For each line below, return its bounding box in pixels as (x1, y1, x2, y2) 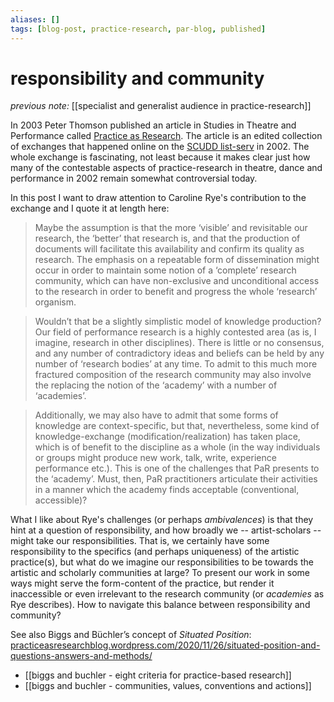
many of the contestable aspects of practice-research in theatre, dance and (10, 162, 323, 174)
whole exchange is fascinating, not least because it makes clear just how (10, 151, 311, 163)
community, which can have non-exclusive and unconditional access (34, 275, 320, 287)
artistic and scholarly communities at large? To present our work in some (10, 567, 310, 579)
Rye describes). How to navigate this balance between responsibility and (10, 599, 311, 611)
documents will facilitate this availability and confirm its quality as (34, 243, 305, 255)
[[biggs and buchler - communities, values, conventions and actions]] (24, 680, 312, 692)
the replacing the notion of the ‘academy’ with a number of (34, 379, 278, 391)
